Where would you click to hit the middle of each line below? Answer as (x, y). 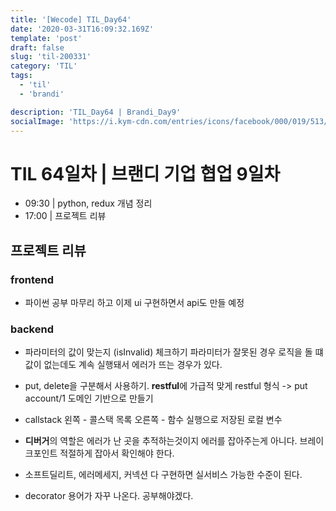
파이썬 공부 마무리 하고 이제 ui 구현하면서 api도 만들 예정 (134, 302)
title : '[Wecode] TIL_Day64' (71, 19)
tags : (21, 76)
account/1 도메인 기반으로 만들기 (89, 398)
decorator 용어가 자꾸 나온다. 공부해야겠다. (109, 496)
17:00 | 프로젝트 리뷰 (65, 216)
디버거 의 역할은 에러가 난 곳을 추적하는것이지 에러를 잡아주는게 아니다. (161, 441)
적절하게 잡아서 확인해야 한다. (117, 453)
